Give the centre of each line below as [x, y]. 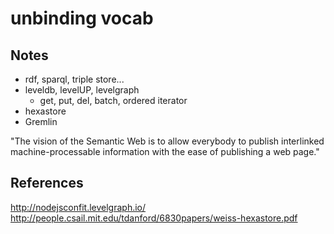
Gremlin [41, 121]
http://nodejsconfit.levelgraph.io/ [78, 207]
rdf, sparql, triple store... [74, 79]
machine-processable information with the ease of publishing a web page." [165, 151]
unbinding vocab [82, 18]
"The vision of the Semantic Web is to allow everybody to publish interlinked [167, 141]
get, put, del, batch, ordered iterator [113, 100]
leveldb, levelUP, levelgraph [82, 90]
